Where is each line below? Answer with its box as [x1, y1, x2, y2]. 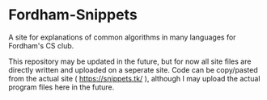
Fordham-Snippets [8, 6, 138, 24]
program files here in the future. [8, 82, 115, 92]
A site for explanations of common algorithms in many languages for [8, 32, 236, 42]
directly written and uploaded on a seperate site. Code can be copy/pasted [8, 65, 259, 74]
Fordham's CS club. [8, 40, 74, 50]
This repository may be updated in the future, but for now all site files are [8, 56, 252, 66]
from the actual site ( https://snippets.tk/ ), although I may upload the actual [8, 73, 261, 83]
